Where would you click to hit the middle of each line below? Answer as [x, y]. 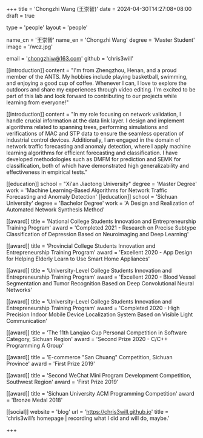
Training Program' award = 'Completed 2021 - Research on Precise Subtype [101, 228]
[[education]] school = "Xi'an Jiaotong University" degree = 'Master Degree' [101, 184]
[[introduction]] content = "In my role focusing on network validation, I [94, 114]
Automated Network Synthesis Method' [55, 210]
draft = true [21, 16]
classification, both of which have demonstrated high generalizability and [98, 166]
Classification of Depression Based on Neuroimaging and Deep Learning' [98, 234]
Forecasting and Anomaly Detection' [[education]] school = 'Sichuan [92, 197]
